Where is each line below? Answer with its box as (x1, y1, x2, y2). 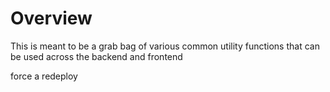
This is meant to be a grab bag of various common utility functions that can (10, 40, 320, 52)
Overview (10, 7, 93, 30)
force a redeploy (10, 70, 78, 82)
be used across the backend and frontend (10, 50, 183, 62)
